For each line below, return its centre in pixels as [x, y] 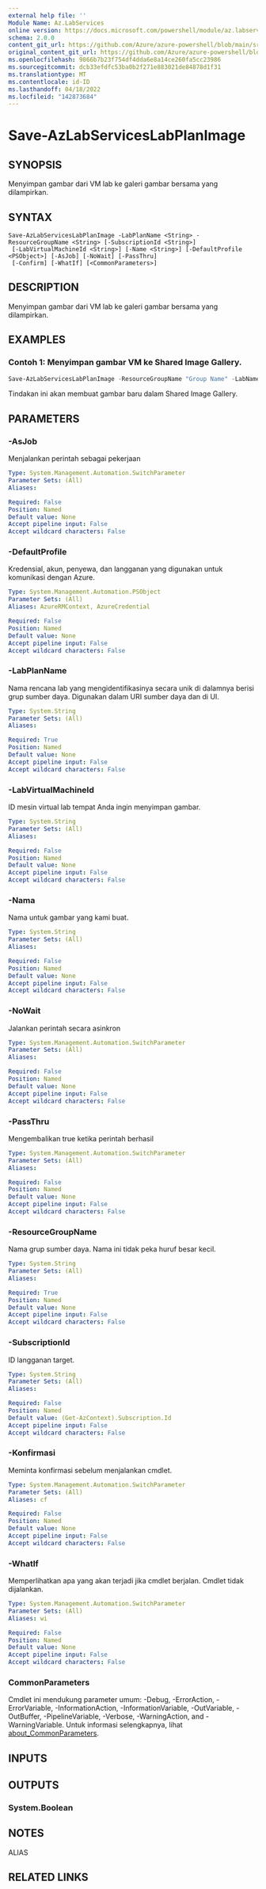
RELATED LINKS [48, 1878]
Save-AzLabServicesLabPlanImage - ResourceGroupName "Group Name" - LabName [134, 379]
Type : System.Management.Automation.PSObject [84, 592]
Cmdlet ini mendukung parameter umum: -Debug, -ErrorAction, [112, 1700]
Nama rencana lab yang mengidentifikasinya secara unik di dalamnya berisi [131, 688]
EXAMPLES [37, 340]
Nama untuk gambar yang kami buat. [68, 918]
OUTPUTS [34, 1786]
